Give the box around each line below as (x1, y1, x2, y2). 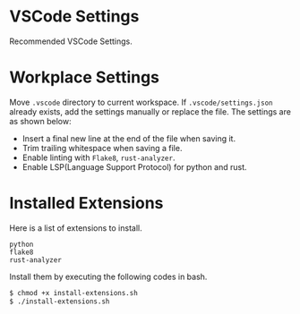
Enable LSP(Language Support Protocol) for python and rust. (21, 161, 248, 172)
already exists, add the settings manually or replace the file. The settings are (9, 106, 291, 117)
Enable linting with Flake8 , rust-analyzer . (21, 152, 176, 163)
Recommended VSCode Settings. (9, 36, 133, 47)
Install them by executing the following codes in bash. (9, 271, 208, 282)
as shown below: (9, 115, 72, 126)
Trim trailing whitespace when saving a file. (21, 142, 183, 153)
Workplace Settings (9, 67, 159, 88)
